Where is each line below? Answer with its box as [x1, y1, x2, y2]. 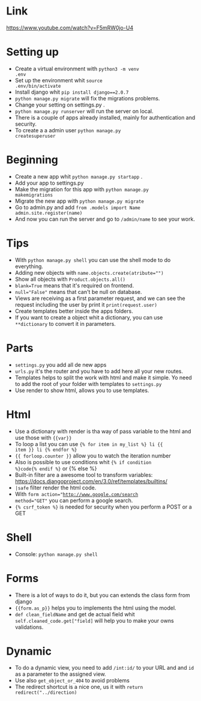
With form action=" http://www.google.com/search [14, 490, 139, 497]
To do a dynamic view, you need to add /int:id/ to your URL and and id [14, 664, 194, 672]
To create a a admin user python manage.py [14, 126, 121, 133]
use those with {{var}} [14, 434, 72, 441]
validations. [14, 623, 44, 631]
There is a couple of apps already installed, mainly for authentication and [14, 114, 196, 121]
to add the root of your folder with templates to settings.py [14, 380, 162, 387]
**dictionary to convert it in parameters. [14, 320, 116, 327]
